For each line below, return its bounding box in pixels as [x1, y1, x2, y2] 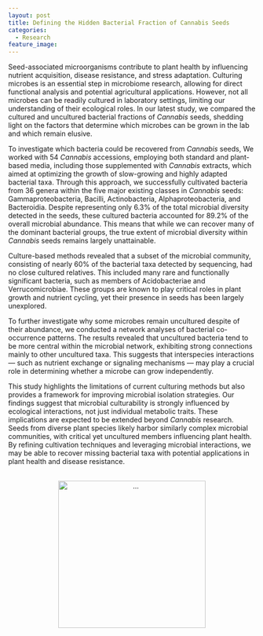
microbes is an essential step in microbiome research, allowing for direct [8, 79, 243, 89]
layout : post [8, 11, 51, 20]
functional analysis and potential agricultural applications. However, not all [8, 87, 249, 97]
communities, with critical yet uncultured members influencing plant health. [8, 432, 253, 441]
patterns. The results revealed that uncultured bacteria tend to [46, 333, 249, 342]
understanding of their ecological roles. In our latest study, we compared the [8, 104, 256, 114]
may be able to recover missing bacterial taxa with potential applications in [8, 448, 250, 458]
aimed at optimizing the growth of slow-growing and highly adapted [8, 170, 228, 179]
